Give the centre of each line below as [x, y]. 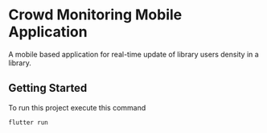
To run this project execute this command [77, 107]
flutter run [28, 123]
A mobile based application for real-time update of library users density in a [133, 54]
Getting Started [48, 88]
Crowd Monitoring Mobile [95, 15]
